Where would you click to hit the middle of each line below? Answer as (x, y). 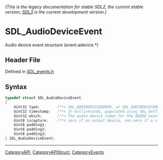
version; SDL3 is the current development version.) (56, 12)
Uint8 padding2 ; (30, 130)
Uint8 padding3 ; (30, 134)
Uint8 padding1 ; (30, 125)
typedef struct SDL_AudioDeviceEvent (43, 98)
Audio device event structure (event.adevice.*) (52, 45)
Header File (23, 60)
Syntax (16, 87)
